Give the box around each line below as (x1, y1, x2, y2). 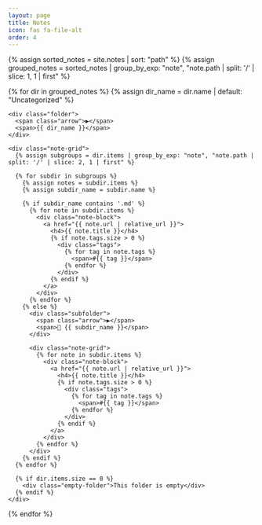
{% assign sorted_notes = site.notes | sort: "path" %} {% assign (8, 55, 215, 64)
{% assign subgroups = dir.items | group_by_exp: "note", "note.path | (15, 152, 255, 160)
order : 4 (8, 33, 37, 42)
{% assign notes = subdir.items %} (22, 179, 139, 187)
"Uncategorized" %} (8, 95, 75, 105)
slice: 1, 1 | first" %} (8, 72, 71, 81)
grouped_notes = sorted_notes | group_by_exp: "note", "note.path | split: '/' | (8, 64, 255, 73)
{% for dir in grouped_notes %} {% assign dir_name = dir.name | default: (8, 87, 243, 97)
